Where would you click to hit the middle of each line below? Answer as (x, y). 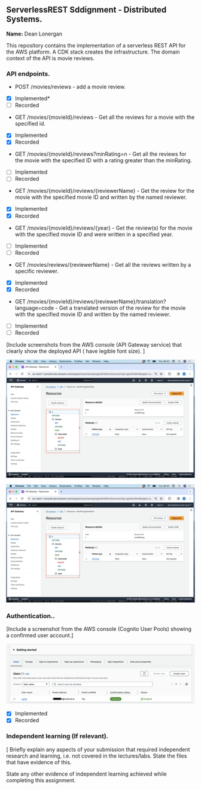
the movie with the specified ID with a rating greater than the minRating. (103, 160)
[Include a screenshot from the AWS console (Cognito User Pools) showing (99, 629)
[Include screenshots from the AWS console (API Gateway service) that (94, 344)
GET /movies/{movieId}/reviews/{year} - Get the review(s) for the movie (103, 228)
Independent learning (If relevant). (57, 737)
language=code (34, 308)
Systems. (25, 20)
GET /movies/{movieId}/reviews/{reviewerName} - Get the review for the (104, 191)
